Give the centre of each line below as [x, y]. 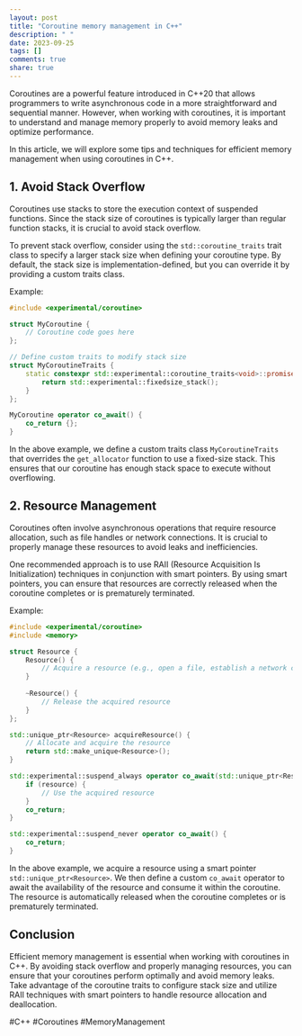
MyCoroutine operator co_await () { [76, 415]
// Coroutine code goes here [80, 333]
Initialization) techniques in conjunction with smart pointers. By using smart [148, 573]
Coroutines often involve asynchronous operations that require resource [143, 527]
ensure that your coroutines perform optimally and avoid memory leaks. [142, 975]
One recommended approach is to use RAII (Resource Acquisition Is [135, 564]
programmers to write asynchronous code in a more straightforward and [143, 103]
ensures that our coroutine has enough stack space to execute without [140, 468]
